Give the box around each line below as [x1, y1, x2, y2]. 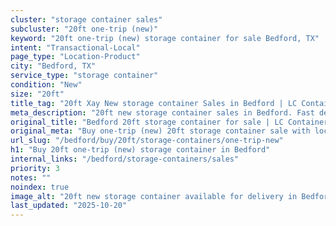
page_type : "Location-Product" [10, 52, 141, 62]
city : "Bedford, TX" [10, 61, 97, 71]
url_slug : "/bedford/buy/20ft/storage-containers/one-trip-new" [10, 136, 284, 146]
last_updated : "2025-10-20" [10, 201, 128, 211]
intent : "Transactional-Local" [10, 42, 141, 53]
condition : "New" [10, 80, 83, 90]
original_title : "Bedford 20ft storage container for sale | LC [10, 117, 284, 127]
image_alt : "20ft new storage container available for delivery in [10, 191, 298, 201]
